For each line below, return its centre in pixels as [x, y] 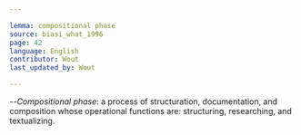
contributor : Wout [44, 60]
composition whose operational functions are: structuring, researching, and [151, 111]
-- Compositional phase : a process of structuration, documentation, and [144, 101]
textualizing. [32, 121]
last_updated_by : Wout [52, 68]
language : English [44, 51]
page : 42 [26, 43]
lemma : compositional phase [63, 25]
